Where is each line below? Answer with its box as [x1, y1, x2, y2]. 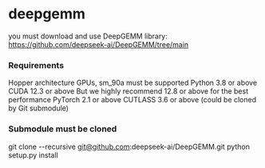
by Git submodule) [8, 103, 69, 113]
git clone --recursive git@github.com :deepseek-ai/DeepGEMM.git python [8, 142, 250, 151]
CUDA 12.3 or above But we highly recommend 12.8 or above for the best [8, 86, 249, 96]
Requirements [8, 59, 65, 70]
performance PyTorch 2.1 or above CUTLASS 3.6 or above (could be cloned [8, 95, 257, 105]
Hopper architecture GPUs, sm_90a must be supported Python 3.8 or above [8, 78, 258, 88]
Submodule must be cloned [8, 123, 117, 134]
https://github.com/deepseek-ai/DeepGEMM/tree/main [8, 39, 189, 49]
